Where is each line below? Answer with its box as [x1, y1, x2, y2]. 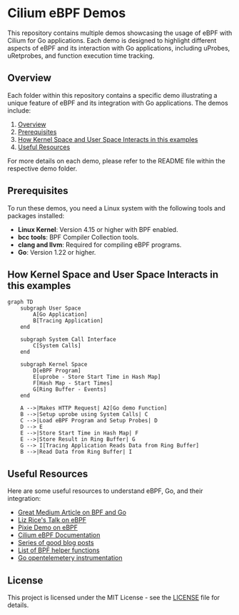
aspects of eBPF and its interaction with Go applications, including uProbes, [7, 44, 230, 52]
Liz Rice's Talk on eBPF [17, 516, 87, 524]
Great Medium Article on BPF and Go [17, 508, 127, 517]
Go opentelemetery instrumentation [17, 554, 123, 562]
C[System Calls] [33, 342, 81, 350]
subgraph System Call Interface [20, 336, 116, 343]
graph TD [7, 298, 34, 306]
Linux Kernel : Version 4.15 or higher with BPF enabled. [17, 225, 178, 233]
